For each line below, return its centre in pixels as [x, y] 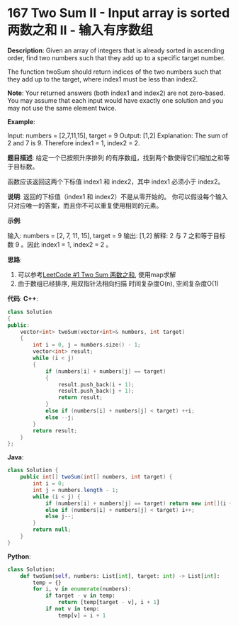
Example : [21, 121]
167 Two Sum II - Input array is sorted [119, 13]
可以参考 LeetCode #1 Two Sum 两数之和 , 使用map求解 [97, 274]
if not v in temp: [72, 609]
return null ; [52, 530]
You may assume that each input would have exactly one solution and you [115, 100]
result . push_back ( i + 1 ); [96, 384]
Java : [16, 457]
